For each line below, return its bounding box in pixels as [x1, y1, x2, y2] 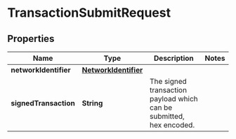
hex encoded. [150, 120, 195, 130]
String [81, 98, 103, 108]
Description [153, 54, 195, 63]
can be [150, 103, 173, 112]
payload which [150, 94, 198, 103]
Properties [7, 33, 55, 45]
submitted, [150, 112, 185, 121]
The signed [150, 77, 188, 86]
